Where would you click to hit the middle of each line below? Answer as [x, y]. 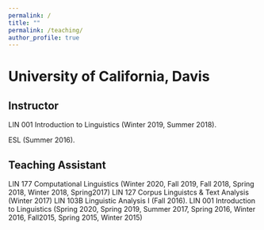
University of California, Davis [109, 77]
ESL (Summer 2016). [42, 140]
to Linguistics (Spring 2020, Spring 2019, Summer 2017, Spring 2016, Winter [132, 209]
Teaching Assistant [57, 165]
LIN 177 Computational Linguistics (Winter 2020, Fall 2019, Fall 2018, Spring [132, 184]
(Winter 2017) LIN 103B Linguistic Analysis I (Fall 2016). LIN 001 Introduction [132, 201]
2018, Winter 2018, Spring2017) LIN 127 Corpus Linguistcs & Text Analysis [129, 192]
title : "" [25, 23]
